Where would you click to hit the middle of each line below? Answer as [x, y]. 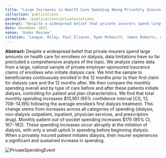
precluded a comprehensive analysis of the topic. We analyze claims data [80, 62]
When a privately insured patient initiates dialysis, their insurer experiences [82, 135]
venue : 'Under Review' [28, 33]
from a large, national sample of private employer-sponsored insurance [78, 67]
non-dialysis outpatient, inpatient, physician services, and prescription [77, 114]
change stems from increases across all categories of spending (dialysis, [80, 109]
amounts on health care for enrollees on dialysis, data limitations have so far [83, 56]
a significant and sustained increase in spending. [55, 140]
